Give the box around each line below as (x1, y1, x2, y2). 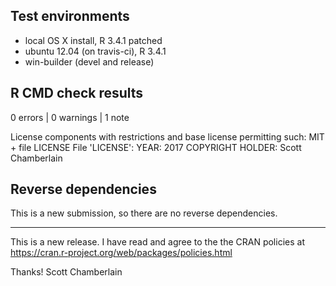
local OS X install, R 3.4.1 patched (24, 34, 163, 46)
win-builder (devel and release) (24, 55, 155, 68)
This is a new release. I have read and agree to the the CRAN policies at (10, 236, 305, 248)
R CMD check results (10, 85, 144, 102)
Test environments (10, 8, 130, 25)
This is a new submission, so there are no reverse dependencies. (10, 207, 278, 219)
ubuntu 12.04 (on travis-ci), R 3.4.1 (24, 45, 167, 57)
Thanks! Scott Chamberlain (10, 266, 123, 278)
